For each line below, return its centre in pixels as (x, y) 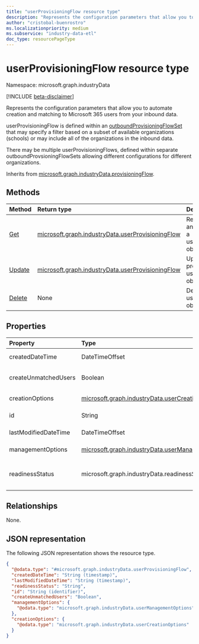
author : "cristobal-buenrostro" (46, 23)
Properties (26, 326)
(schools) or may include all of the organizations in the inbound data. (90, 138)
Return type (55, 209)
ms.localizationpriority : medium (47, 28)
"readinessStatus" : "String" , (49, 586)
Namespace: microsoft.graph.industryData (58, 85)
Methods (23, 192)
